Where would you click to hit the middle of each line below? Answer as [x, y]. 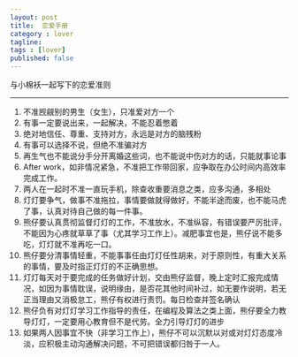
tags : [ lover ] [38, 50]
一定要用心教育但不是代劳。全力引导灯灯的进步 [139, 322]
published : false [42, 58]
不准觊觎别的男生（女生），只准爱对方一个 [99, 112]
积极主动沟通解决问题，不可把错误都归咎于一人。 [135, 344]
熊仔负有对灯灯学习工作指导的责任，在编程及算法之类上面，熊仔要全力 [151, 311]
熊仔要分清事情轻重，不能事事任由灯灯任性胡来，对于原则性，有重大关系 [154, 255]
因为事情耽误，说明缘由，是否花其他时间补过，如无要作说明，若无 [166, 289]
